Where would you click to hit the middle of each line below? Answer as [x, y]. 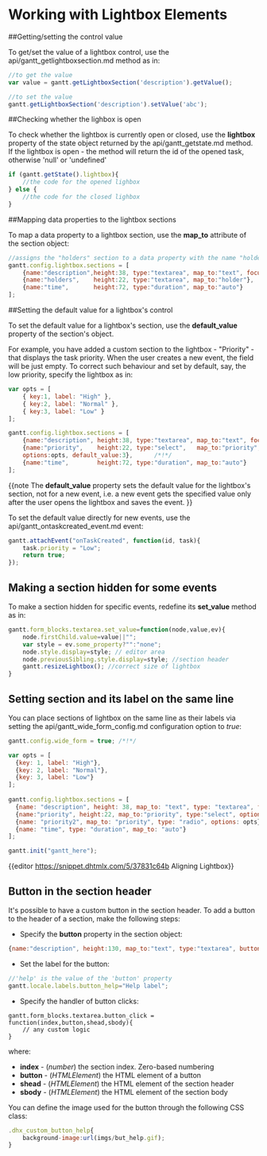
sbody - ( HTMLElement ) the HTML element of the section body [124, 1092]
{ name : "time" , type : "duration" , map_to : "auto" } [101, 829]
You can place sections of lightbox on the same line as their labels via [122, 718]
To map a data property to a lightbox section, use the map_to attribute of [128, 235]
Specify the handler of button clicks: [79, 1001]
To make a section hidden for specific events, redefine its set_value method [132, 607]
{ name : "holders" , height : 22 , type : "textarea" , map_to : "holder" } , [138, 280]
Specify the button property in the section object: [101, 934]
